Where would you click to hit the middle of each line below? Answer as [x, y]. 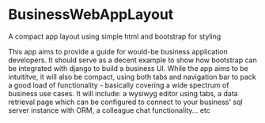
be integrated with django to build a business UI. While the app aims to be [129, 68]
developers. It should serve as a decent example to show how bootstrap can [132, 60]
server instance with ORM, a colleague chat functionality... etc [110, 110]
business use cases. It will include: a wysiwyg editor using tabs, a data [123, 93]
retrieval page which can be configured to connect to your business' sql [125, 102]
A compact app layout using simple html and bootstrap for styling [115, 36]
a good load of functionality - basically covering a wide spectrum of [119, 85]
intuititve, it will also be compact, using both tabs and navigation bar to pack [132, 76]
